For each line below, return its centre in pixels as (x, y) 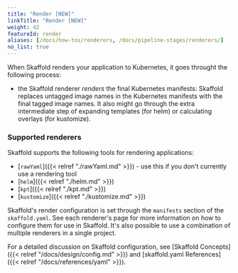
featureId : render (34, 34)
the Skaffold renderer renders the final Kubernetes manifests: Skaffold (120, 89)
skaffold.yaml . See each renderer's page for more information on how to (114, 218)
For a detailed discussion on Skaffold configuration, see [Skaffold (103, 247)
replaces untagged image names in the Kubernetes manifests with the (120, 96)
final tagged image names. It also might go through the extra (106, 103)
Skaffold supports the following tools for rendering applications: (101, 153)
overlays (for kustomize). (54, 119)
